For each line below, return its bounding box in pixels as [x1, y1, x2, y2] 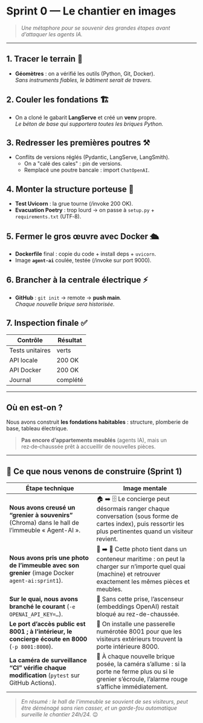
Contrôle [17, 336, 43, 344]
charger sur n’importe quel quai [96, 562, 186, 571]
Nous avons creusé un [9, 503, 76, 511]
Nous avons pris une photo [9, 553, 89, 562]
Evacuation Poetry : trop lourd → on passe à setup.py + [14, 207, 155, 214]
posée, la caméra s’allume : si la [96, 660, 186, 669]
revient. [96, 535, 118, 543]
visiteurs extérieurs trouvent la [96, 635, 183, 643]
